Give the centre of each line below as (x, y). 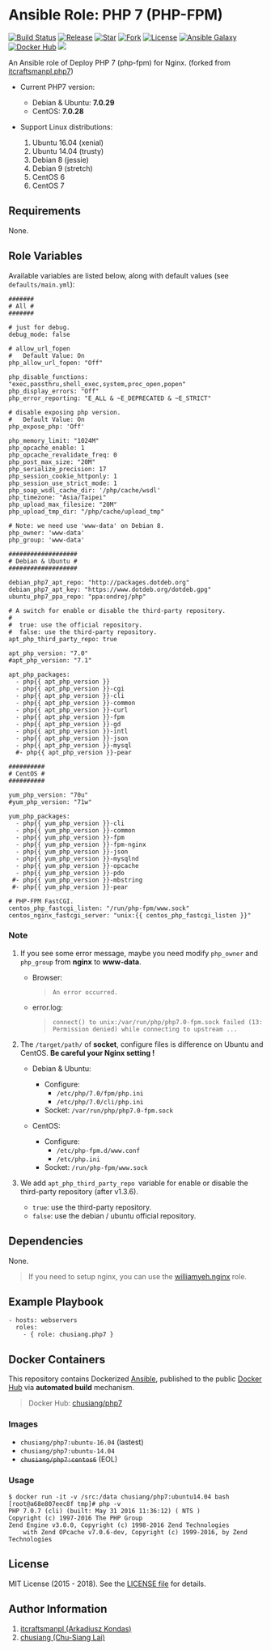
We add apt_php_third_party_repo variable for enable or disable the (134, 1183)
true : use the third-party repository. (92, 1207)
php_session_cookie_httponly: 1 (63, 476)
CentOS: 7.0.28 (58, 111)
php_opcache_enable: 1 (47, 448)
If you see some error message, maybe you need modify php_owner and (139, 953)
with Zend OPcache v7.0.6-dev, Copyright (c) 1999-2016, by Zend (135, 1532)
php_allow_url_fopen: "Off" (56, 363)
